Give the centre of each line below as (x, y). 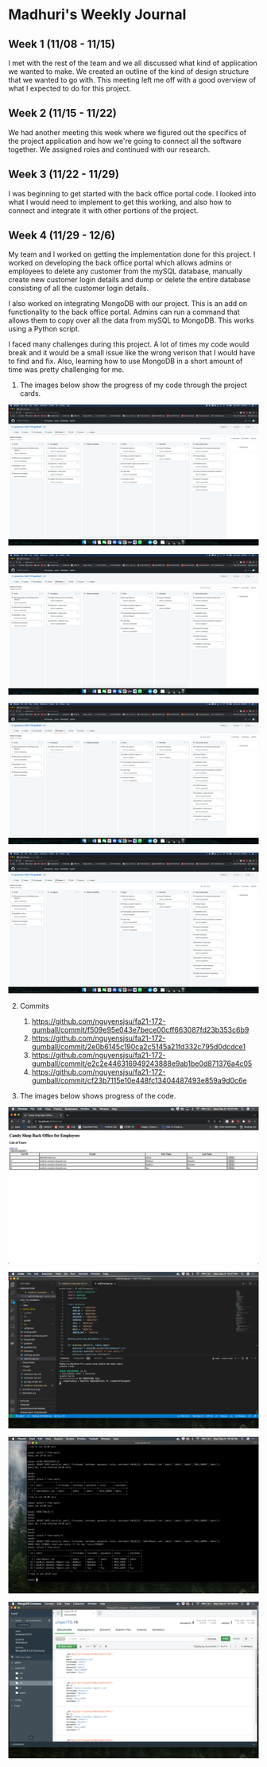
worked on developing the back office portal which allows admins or (120, 263)
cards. (30, 393)
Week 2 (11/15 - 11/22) (62, 113)
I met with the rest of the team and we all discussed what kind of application (133, 63)
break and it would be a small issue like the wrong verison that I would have (132, 353)
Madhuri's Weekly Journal (97, 15)
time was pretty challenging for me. (66, 370)
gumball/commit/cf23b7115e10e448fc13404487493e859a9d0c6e (139, 1081)
